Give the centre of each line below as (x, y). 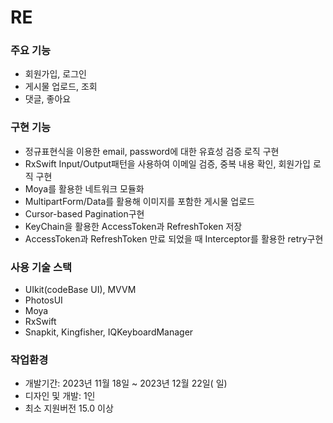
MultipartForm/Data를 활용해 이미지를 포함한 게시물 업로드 (139, 201)
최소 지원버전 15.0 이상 (69, 408)
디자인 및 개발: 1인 (60, 396)
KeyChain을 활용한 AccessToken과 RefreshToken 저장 (133, 226)
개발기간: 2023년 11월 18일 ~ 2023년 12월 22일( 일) (126, 383)
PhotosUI (43, 300)
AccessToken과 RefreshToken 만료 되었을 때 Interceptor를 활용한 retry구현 (174, 238)
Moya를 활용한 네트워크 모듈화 (84, 188)
